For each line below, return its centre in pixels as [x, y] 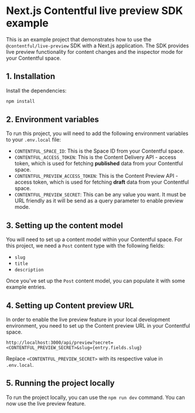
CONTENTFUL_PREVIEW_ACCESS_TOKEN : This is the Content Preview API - [96, 176]
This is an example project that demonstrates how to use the [79, 39]
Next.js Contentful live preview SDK [95, 11]
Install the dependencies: [36, 90]
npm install [20, 101]
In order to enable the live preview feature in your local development [88, 319]
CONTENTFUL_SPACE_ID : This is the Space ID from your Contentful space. [100, 151]
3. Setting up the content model [65, 226]
